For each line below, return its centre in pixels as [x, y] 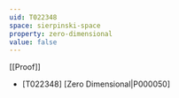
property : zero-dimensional [61, 34]
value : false [33, 42]
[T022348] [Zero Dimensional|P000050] [96, 84]
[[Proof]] [25, 67]
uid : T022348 [33, 17]
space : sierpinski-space [55, 26]
